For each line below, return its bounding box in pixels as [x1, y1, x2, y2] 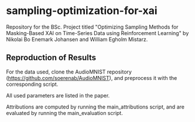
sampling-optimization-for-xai [6, 4, 158, 18]
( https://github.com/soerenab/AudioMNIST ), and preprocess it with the [6, 74, 177, 81]
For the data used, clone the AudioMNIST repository [6, 68, 132, 75]
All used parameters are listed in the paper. [6, 92, 110, 99]
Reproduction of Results [6, 53, 97, 62]
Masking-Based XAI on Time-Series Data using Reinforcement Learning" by [6, 29, 189, 36]
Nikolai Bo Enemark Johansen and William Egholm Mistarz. [6, 36, 148, 43]
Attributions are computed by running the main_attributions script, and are [6, 103, 184, 110]
